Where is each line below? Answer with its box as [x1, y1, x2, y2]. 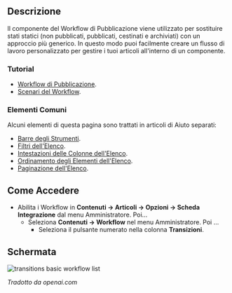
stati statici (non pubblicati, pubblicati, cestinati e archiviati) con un [7, 32, 200, 40]
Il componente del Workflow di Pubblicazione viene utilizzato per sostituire [7, 24, 223, 32]
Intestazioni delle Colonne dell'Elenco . [17, 149, 128, 158]
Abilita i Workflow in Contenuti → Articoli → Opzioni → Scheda [17, 203, 200, 212]
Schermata [7, 245, 57, 258]
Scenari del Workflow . [17, 88, 81, 96]
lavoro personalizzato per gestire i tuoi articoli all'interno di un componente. [7, 46, 226, 55]
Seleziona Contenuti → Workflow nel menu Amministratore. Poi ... [27, 218, 219, 226]
